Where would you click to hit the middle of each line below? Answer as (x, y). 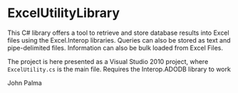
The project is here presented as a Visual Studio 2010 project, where (108, 61)
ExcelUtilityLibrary (63, 13)
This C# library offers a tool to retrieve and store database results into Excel (118, 33)
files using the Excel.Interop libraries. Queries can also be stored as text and (119, 40)
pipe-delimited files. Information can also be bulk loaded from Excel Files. (115, 48)
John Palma (25, 82)
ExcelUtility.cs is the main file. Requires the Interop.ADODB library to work (119, 69)
